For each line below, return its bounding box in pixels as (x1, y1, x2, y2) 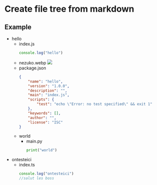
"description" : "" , (28, 88, 68, 93)
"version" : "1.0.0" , (28, 83, 70, 88)
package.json (19, 65, 46, 71)
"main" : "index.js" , (28, 93, 70, 98)
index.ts (19, 162, 35, 168)
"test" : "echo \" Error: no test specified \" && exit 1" (36, 102, 153, 107)
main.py (26, 138, 42, 144)
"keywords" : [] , (28, 111, 61, 116)
